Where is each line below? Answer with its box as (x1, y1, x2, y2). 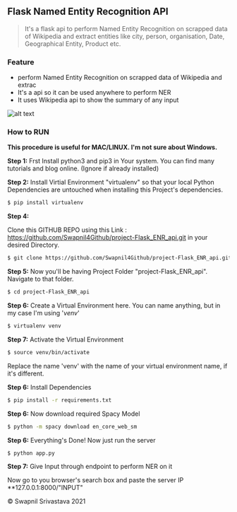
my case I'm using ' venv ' (7, 309, 80, 318)
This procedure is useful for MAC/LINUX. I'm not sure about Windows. (7, 143, 217, 151)
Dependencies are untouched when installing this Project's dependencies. (7, 185, 224, 194)
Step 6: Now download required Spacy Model (7, 409, 140, 418)
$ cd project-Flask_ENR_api (7, 289, 90, 296)
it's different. (7, 369, 44, 378)
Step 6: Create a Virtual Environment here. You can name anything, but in (7, 301, 221, 310)
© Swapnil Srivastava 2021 (7, 497, 86, 506)
